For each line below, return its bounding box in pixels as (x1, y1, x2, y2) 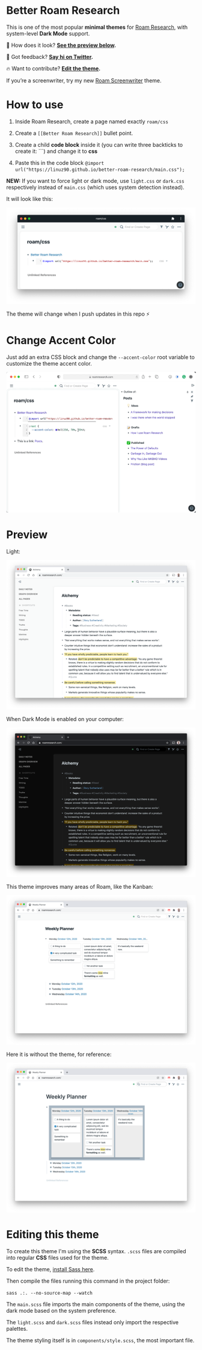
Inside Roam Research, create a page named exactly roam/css (14, 118, 168, 125)
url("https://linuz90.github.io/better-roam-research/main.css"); (14, 167, 185, 173)
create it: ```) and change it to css (14, 147, 98, 155)
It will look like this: (6, 195, 53, 202)
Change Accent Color (6, 334, 116, 348)
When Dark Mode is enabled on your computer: (6, 716, 124, 723)
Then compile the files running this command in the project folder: (6, 1277, 170, 1284)
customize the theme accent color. (6, 360, 92, 367)
